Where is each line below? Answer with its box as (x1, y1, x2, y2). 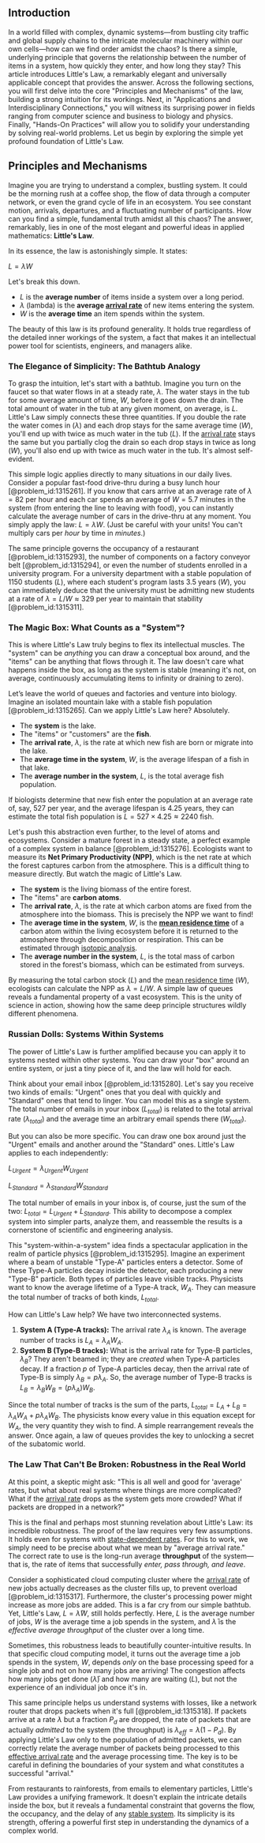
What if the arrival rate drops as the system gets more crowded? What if (8, 1494, 243, 1503)
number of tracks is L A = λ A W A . (19, 1335, 124, 1347)
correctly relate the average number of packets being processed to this (8, 1743, 241, 1753)
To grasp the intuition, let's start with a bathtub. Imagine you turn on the (8, 379, 241, 388)
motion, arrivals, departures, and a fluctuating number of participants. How (8, 205, 252, 215)
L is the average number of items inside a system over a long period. (19, 292, 244, 301)
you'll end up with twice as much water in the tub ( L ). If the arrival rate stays (8, 428, 256, 438)
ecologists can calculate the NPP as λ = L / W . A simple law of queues (8, 984, 233, 993)
